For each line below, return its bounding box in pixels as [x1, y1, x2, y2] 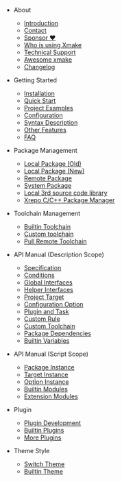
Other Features [23, 126, 66, 134]
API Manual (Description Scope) [13, 250, 105, 258]
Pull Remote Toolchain [23, 237, 87, 245]
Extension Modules [23, 392, 79, 400]
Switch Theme [23, 460, 65, 468]
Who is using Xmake [23, 41, 82, 49]
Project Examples [23, 104, 73, 112]
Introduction [23, 19, 59, 27]
